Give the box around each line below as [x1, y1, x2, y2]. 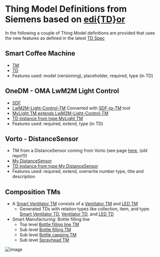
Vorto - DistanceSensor [5, 134, 79, 143]
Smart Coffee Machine [5, 49, 75, 58]
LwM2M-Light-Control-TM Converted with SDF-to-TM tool [12, 105, 131, 111]
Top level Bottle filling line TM [19, 221, 79, 228]
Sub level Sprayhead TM [19, 237, 69, 243]
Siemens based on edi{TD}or [5, 14, 126, 25]
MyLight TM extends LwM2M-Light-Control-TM [12, 110, 109, 116]
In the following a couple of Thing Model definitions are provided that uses [5, 30, 155, 36]
